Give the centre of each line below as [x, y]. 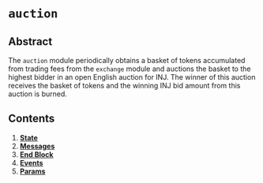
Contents [32, 119]
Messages [37, 146]
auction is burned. [38, 94]
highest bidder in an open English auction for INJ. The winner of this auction [132, 77]
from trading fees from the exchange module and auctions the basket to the [130, 69]
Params [32, 171]
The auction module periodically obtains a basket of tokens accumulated [127, 60]
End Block [36, 154]
